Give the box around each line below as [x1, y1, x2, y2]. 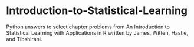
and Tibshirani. [6, 35, 42, 42]
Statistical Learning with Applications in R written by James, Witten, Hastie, [6, 29, 189, 36]
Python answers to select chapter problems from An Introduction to [6, 23, 170, 30]
